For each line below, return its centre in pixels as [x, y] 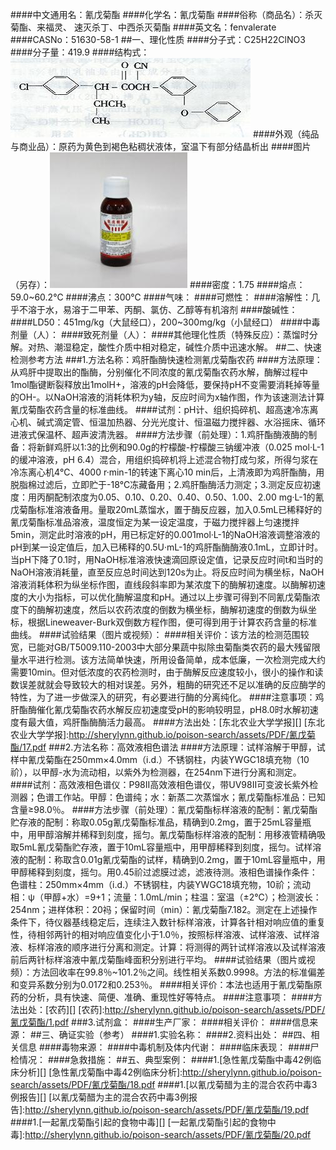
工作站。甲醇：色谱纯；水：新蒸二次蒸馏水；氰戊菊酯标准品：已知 [189, 797]
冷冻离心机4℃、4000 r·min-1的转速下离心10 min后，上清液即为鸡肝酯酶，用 [167, 472]
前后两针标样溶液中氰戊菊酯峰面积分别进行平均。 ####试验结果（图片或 [158, 959]
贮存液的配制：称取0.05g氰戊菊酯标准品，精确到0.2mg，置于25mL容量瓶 [161, 822]
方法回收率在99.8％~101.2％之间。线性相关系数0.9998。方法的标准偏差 [178, 972]
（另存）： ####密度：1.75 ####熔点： [158, 284]
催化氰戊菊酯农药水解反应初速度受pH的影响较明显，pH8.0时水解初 [173, 709]
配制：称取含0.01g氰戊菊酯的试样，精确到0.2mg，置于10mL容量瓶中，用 [176, 859]
